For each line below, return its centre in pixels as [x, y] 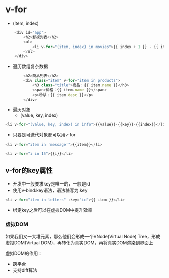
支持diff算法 [25, 270]
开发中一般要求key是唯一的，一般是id [51, 183]
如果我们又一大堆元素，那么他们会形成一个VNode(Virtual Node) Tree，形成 [83, 237]
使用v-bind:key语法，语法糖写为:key [50, 190]
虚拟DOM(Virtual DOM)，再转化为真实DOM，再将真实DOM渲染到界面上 [79, 243]
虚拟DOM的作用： [24, 253]
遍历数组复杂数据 [30, 66]
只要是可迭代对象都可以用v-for [44, 135]
